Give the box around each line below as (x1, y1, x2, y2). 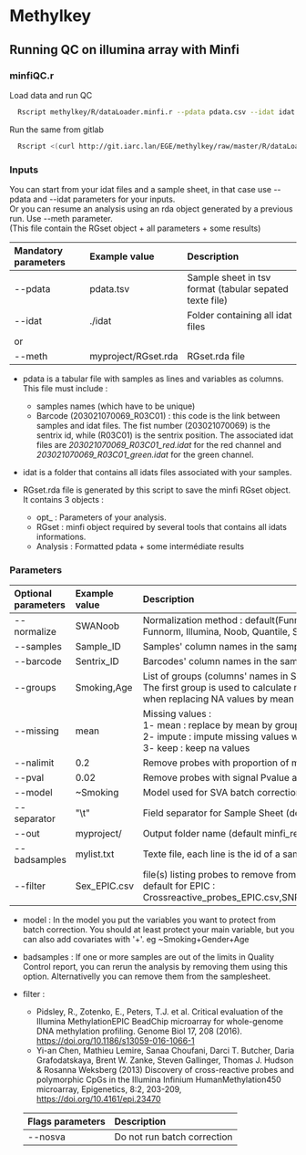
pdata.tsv (89, 282, 130, 295)
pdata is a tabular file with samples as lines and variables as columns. (22, 373, 284, 384)
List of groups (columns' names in (142, 670, 289, 682)
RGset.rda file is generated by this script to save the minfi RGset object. (22, 484, 291, 495)
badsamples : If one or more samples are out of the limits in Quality (22, 952, 275, 962)
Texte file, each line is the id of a (142, 848, 280, 860)
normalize (14, 626, 56, 639)
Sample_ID (75, 640, 121, 653)
